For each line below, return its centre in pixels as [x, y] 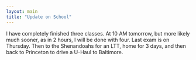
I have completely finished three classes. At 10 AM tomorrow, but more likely [98, 33]
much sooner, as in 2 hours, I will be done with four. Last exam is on [88, 40]
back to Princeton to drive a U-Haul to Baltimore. [65, 52]
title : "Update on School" [39, 17]
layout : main [22, 11]
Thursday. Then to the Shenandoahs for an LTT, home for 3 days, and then [96, 46]
